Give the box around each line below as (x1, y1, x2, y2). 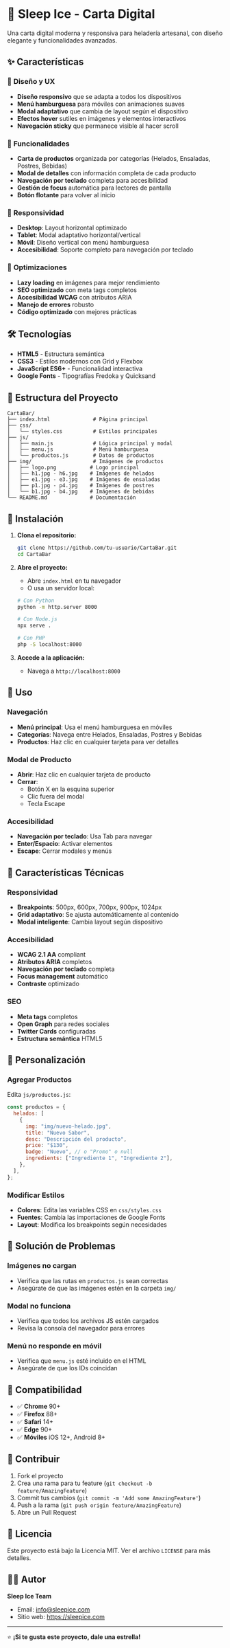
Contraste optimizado (16, 979, 80, 988)
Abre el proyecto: (16, 563, 68, 571)
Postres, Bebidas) (16, 162, 67, 170)
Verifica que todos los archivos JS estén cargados (16, 1316, 159, 1325)
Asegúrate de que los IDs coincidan (16, 1364, 118, 1372)
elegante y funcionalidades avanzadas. (7, 36, 118, 44)
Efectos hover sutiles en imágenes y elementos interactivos (16, 114, 187, 122)
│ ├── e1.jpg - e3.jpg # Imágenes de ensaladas (7, 476, 161, 483)
